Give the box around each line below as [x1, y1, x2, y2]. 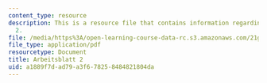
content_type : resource [8, 11, 87, 20]
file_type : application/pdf [8, 41, 102, 49]
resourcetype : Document [8, 48, 87, 56]
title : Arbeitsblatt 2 [8, 56, 83, 64]
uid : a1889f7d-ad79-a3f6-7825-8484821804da [8, 63, 155, 71]
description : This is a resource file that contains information [8, 19, 229, 27]
